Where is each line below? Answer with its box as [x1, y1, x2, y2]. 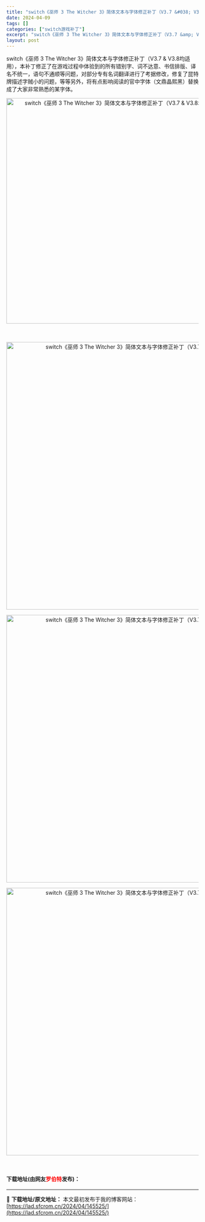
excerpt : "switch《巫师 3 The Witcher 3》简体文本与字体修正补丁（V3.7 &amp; [6, 32, 194, 38]
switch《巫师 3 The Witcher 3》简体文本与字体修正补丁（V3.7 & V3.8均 [6, 55, 185, 62]
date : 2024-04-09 [6, 15, 51, 21]
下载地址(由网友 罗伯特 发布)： [6, 1175, 81, 1182]
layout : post [6, 37, 40, 43]
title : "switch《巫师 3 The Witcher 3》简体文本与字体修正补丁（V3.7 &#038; [6, 9, 191, 15]
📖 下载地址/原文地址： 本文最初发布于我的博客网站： [6, 1196, 138, 1203]
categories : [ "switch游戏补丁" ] [6, 26, 85, 32]
